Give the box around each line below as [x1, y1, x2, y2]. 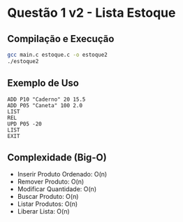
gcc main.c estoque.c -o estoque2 [7, 51, 108, 58]
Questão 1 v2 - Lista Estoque [7, 5, 176, 21]
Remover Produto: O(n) [17, 177, 85, 186]
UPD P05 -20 [7, 120, 42, 127]
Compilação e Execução [7, 33, 115, 45]
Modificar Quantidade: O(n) [17, 185, 96, 193]
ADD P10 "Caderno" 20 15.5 [7, 96, 86, 103]
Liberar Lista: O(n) [17, 207, 70, 216]
